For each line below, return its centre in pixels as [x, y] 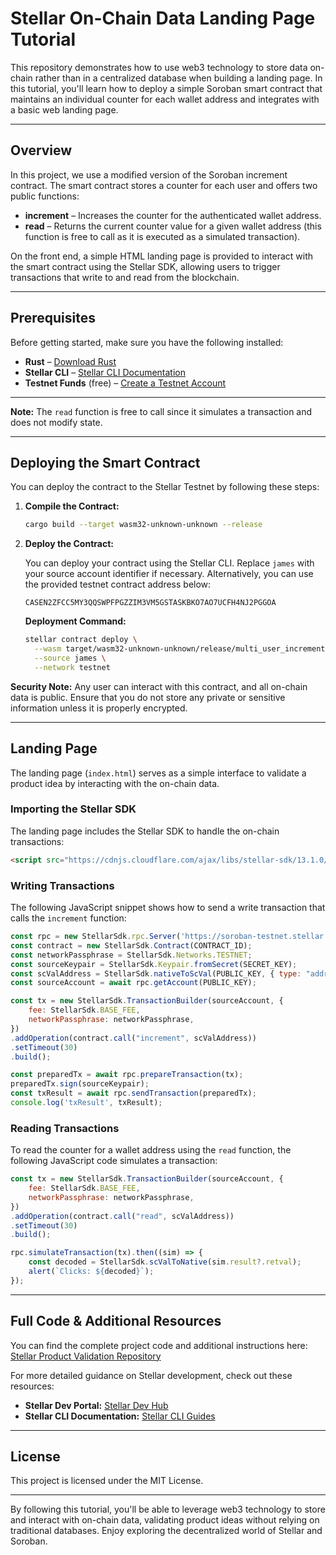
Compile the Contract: [72, 506]
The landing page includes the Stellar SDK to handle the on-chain [145, 831]
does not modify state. [56, 422]
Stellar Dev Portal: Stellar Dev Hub [96, 1405]
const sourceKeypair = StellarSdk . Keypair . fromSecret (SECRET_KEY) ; [154, 964]
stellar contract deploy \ [81, 640]
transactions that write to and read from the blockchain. [125, 277]
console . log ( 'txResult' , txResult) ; [86, 1103]
